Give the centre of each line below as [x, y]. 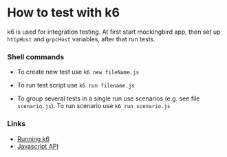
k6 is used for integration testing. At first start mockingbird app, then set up [114, 32]
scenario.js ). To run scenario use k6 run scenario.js [94, 106]
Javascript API [37, 146]
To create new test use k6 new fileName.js [78, 72]
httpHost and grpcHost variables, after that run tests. [82, 39]
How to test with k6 [64, 13]
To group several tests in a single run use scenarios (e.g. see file [108, 98]
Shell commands [36, 56]
